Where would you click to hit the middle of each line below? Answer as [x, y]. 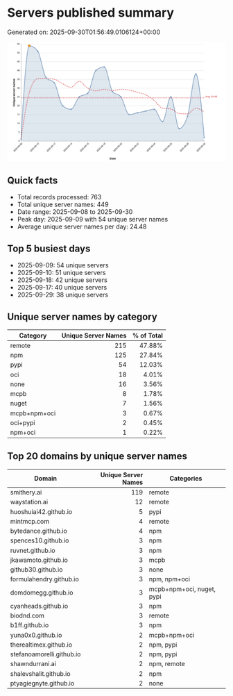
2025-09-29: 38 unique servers [63, 295]
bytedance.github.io [38, 531]
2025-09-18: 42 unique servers [62, 280]
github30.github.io [36, 570]
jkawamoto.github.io [39, 560]
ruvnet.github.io [33, 550]
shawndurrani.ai [33, 664]
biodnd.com [27, 615]
